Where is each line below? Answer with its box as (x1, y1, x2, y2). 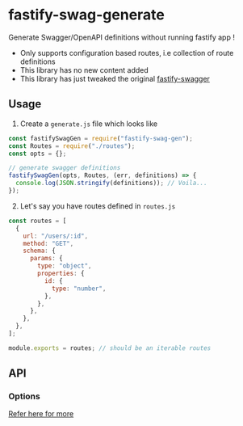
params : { (29, 255, 63, 263)
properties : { (37, 269, 85, 277)
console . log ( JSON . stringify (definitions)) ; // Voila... (15, 179, 207, 188)
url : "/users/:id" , (23, 232, 89, 240)
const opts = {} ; (8, 150, 67, 158)
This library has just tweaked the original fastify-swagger (19, 74, 210, 83)
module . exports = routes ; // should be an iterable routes (8, 344, 212, 352)
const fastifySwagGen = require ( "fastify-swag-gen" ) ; (8, 134, 194, 142)
